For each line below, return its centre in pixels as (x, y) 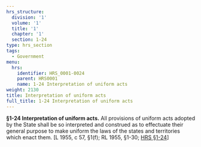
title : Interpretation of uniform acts (56, 95)
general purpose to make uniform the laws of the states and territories (93, 131)
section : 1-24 (29, 40)
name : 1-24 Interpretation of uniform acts (73, 85)
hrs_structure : (25, 12)
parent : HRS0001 (38, 79)
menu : (13, 62)
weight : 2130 (23, 90)
